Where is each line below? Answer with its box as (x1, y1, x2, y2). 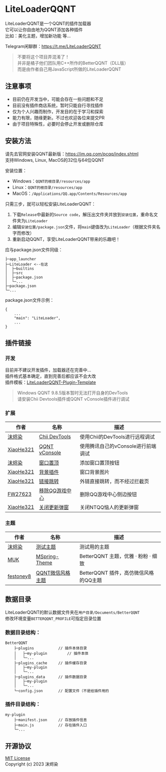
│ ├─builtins (5, 266, 35, 271)
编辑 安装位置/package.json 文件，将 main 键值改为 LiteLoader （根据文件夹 (12, 224, 157, 229)
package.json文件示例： (5, 297, 54, 303)
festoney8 (7, 573, 31, 580)
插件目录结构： (5, 701, 41, 708)
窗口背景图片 (80, 468, 110, 475)
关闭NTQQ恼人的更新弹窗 (80, 503, 139, 510)
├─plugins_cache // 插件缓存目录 (14, 660, 87, 666)
